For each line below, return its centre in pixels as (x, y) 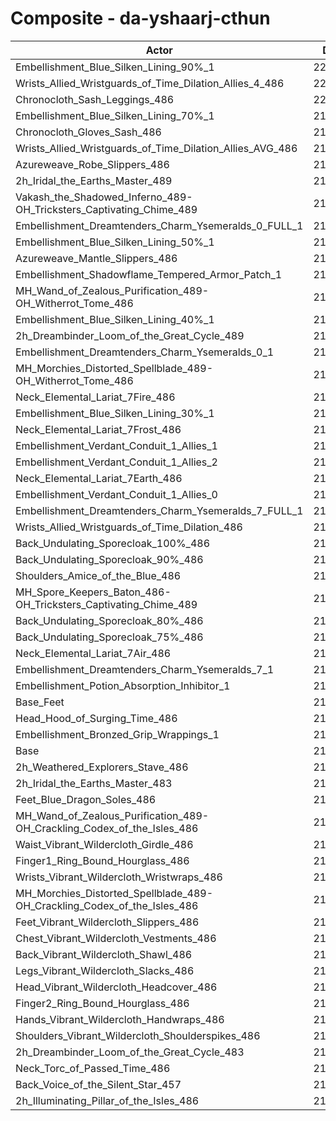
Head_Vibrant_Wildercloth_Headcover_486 (116, 987)
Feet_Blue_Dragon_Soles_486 (86, 799)
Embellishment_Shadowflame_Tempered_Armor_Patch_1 (149, 274)
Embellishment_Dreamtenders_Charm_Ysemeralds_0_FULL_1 (159, 225)
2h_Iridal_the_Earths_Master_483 (94, 783)
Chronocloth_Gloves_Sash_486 (88, 132)
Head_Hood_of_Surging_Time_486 (96, 718)
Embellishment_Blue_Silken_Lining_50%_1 (115, 242)
